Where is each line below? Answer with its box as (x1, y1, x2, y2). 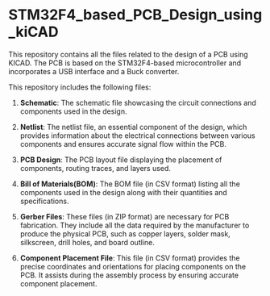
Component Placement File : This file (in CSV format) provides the (19, 252, 240, 263)
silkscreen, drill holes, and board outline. (19, 237, 155, 247)
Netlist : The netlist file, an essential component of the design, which (19, 122, 247, 131)
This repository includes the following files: (8, 82, 152, 92)
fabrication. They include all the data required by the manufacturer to (19, 220, 250, 230)
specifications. (19, 196, 69, 206)
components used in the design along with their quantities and (19, 187, 227, 197)
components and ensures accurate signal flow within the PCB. (19, 139, 227, 148)
